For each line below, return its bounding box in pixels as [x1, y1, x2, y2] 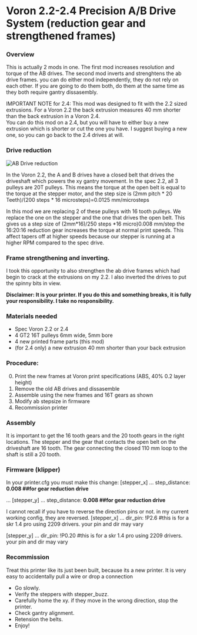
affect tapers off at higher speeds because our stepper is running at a [6, 233, 175, 240]
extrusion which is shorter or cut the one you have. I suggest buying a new [6, 125, 187, 132]
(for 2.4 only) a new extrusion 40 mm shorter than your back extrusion [14, 344, 186, 352]
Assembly [6, 418, 36, 427]
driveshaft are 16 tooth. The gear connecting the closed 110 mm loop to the [6, 444, 188, 451]
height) [14, 379, 32, 386]
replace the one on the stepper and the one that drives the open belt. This [6, 214, 185, 221]
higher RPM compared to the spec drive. [6, 239, 105, 246]
